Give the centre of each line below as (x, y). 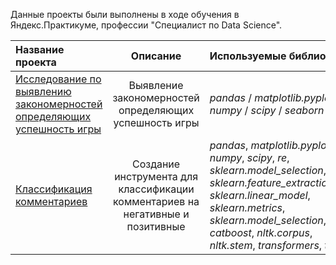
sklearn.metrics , (247, 207)
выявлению (43, 91)
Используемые (248, 56)
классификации (156, 189)
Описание (156, 56)
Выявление (156, 85)
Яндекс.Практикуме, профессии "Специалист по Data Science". (146, 25)
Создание (156, 164)
